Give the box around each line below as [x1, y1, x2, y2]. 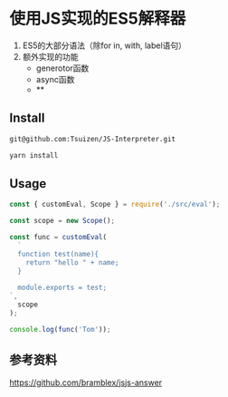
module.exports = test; [17, 283, 107, 293]
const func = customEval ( [9, 233, 107, 242]
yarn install [9, 150, 59, 160]
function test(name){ [17, 249, 100, 258]
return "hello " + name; [25, 257, 119, 267]
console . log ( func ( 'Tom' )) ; [9, 324, 111, 334]
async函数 [35, 73, 75, 84]
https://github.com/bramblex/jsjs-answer [9, 377, 163, 388]
